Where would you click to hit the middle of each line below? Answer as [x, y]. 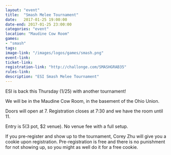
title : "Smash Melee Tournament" [42, 15]
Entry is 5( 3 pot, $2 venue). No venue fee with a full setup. [67, 126]
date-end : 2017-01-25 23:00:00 [39, 24]
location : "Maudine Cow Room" [38, 34]
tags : [11, 48]
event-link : [18, 58]
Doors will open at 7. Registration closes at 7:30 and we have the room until [84, 111]
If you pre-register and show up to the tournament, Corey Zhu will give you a [86, 136]
